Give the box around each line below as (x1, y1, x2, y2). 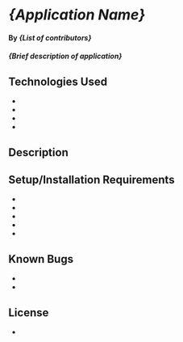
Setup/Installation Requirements (8, 172, 175, 187)
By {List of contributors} (8, 32, 92, 42)
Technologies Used (8, 74, 107, 88)
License (8, 306, 49, 319)
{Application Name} (8, 6, 146, 24)
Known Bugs (8, 252, 74, 266)
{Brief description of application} (8, 51, 123, 61)
